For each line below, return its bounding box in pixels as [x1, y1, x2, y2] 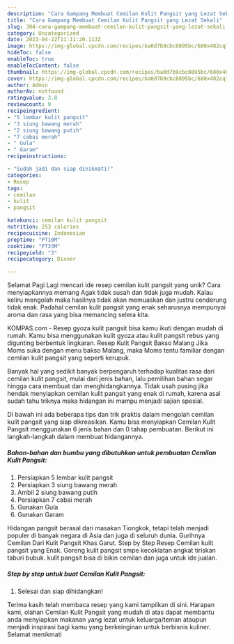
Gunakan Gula [17, 503, 58, 512]
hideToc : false [7, 49, 52, 56]
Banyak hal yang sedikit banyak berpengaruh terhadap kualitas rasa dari [7, 367, 214, 376]
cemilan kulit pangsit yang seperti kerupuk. [7, 353, 131, 362]
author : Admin [7, 82, 49, 89]
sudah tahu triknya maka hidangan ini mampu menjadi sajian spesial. [7, 397, 204, 405]
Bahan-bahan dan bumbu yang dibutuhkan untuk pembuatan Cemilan [7, 448, 217, 457]
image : [7, 43, 26, 49]
